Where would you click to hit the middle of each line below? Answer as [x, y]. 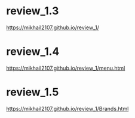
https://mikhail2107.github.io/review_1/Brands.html [67, 108]
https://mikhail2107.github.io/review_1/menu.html [66, 68]
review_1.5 [33, 92]
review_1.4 [33, 52]
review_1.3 [33, 11]
